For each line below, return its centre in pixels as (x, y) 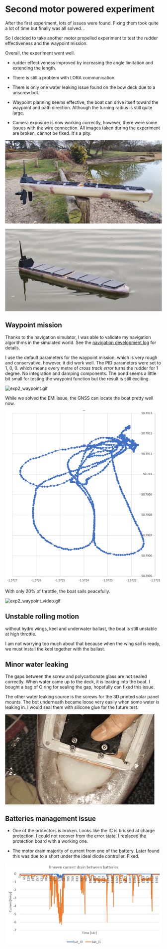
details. (13, 347)
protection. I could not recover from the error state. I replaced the (79, 836)
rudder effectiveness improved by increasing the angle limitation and (83, 62)
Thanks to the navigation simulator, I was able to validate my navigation (78, 337)
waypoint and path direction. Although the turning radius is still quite (82, 107)
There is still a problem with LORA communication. (64, 77)
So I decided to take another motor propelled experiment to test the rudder (82, 38)
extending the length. (34, 68)
